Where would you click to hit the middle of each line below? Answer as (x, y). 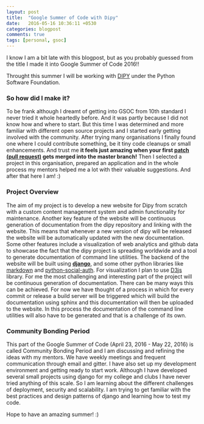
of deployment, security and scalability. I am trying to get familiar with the (98, 389)
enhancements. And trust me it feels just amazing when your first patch (98, 150)
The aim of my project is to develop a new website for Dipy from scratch (97, 205)
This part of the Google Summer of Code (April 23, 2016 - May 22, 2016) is (100, 344)
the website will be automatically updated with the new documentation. (95, 238)
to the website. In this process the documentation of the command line (95, 309)
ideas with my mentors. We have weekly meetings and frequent (86, 357)
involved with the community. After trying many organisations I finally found (101, 137)
